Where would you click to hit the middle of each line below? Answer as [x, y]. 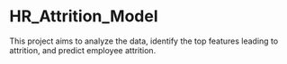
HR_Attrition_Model [84, 16]
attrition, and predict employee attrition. [83, 50]
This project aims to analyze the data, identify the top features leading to [144, 41]
